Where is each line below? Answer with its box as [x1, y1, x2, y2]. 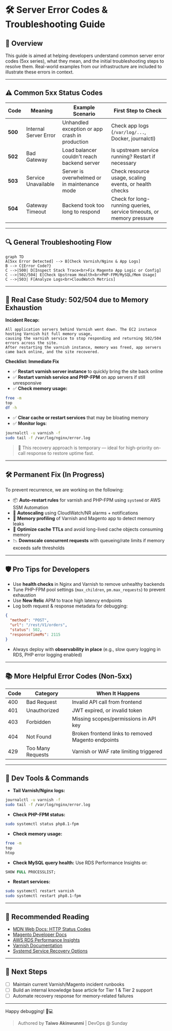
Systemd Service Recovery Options [12, 948, 88, 954]
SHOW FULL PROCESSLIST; [5, 869, 56, 874]
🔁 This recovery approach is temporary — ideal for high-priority [17, 445, 153, 451]
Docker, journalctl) [111, 135, 156, 142]
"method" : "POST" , [10, 618, 50, 623]
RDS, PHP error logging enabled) [12, 652, 82, 658]
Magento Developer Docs [12, 931, 67, 938]
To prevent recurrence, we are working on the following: [5, 486, 124, 493]
